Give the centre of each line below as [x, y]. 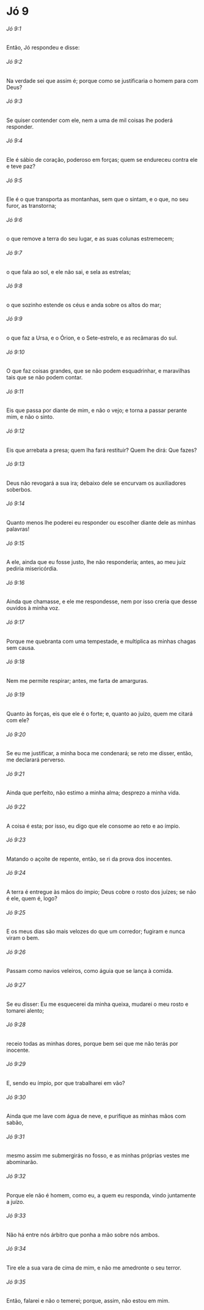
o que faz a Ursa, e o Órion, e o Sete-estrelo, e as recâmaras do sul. [92, 338]
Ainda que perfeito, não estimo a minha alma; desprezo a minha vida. [93, 793]
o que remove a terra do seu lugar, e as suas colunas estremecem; [90, 239]
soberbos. [19, 489]
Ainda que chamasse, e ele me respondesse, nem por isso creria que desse [102, 601]
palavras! [18, 529]
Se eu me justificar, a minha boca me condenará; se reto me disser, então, [100, 753]
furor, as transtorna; [31, 206]
